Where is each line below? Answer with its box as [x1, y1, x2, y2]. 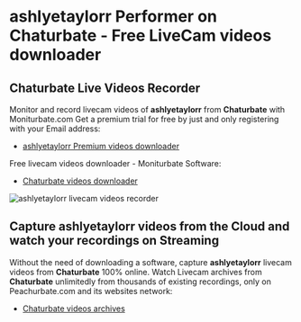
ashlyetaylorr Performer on [9, 6, 218, 27]
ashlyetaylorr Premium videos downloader [22, 141, 180, 151]
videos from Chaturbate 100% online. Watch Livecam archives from [9, 266, 263, 277]
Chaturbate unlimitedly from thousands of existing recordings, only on [9, 276, 272, 287]
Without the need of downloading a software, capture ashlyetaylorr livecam [9, 256, 293, 267]
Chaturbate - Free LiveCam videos [9, 25, 272, 46]
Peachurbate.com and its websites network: [9, 285, 173, 296]
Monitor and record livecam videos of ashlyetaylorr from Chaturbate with [9, 104, 286, 114]
